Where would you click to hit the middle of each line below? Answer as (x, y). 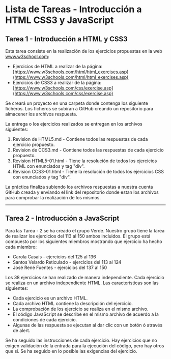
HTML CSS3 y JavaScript (60, 20)
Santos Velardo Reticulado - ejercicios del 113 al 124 (67, 262)
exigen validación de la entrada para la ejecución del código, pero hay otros (85, 346)
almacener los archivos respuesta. (41, 114)
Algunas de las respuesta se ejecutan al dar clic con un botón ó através (88, 325)
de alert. (21, 330)
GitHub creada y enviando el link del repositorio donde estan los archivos (82, 192)
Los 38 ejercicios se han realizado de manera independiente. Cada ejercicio (85, 277)
